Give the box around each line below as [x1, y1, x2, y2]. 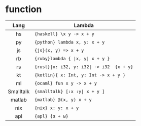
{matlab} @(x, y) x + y [34, 97, 92, 102]
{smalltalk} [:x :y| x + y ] [34, 89, 105, 94]
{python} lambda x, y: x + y [34, 39, 105, 45]
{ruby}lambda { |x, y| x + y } [34, 56, 110, 61]
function [5, 4, 42, 15]
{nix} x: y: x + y [34, 105, 79, 111]
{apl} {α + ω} [34, 113, 68, 119]
